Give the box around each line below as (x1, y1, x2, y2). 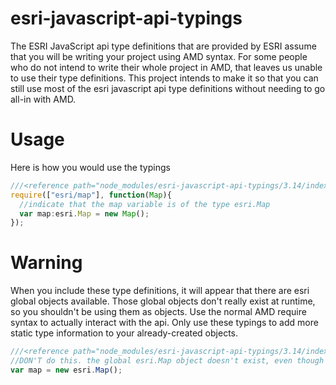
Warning (10, 252, 83, 274)
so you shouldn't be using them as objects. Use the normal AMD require (10, 306, 307, 318)
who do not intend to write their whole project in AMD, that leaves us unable (10, 61, 323, 73)
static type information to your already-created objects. (10, 327, 239, 339)
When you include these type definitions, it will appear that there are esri (10, 285, 310, 297)
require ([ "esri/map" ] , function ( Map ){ (10, 190, 172, 200)
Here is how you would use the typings (10, 161, 171, 173)
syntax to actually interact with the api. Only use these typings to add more (10, 317, 319, 329)
